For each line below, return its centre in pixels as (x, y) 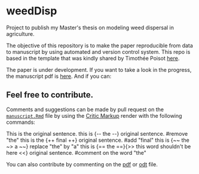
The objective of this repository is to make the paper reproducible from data (99, 45)
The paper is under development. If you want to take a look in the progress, (99, 69)
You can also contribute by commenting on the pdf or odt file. (82, 164)
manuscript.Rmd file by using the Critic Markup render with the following (94, 115)
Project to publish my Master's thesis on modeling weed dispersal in (90, 28)
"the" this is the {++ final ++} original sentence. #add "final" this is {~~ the (98, 140)
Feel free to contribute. (50, 95)
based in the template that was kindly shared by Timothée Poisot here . (93, 58)
